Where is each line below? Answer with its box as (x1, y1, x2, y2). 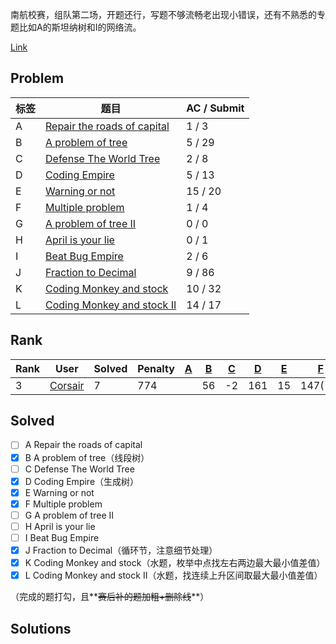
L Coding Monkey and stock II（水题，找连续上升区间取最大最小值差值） (24, 569, 323, 582)
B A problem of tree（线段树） (24, 451, 150, 463)
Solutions (10, 620, 72, 637)
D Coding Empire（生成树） (24, 475, 140, 487)
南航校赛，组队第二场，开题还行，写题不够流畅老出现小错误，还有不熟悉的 (10, 9, 317, 20)
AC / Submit (186, 101, 245, 115)
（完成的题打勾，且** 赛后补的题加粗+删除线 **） (10, 591, 210, 603)
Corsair (49, 378, 85, 392)
